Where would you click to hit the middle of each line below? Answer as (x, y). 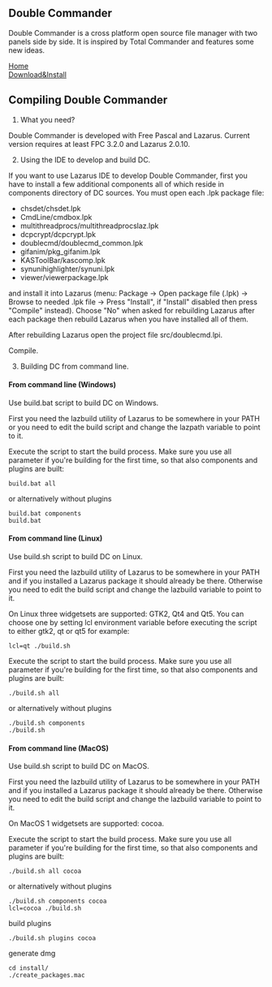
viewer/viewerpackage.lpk (64, 277)
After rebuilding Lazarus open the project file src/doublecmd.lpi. (116, 334)
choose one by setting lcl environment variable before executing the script (133, 623)
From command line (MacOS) (59, 748)
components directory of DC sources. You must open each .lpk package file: (136, 192)
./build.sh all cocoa (45, 872)
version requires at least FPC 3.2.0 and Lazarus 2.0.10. (99, 144)
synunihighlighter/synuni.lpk (67, 269)
